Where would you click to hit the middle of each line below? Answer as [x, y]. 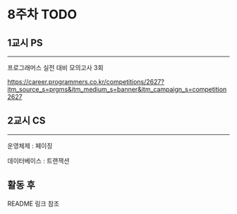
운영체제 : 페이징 [30, 145]
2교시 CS [26, 121]
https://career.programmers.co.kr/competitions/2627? [86, 82]
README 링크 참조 [34, 203]
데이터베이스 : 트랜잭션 [38, 160]
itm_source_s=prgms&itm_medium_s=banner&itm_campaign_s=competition [117, 89]
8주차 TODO [42, 14]
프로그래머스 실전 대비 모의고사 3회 [55, 67]
